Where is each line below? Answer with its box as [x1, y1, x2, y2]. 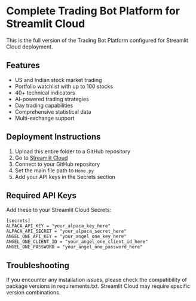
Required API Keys [6, 190, 76, 200]
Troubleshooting [6, 260, 70, 270]
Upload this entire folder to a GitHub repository [14, 148, 131, 155]
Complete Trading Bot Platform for [6, 4, 180, 18]
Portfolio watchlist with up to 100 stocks [14, 83, 114, 90]
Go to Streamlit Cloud [14, 154, 68, 161]
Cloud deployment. [6, 43, 53, 50]
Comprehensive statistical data [14, 108, 91, 115]
